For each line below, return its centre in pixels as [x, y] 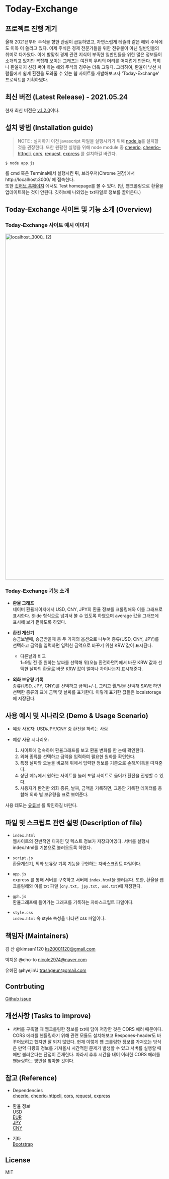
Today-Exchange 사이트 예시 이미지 [47, 225]
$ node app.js [20, 163]
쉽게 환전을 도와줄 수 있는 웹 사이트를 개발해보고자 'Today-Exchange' [91, 73]
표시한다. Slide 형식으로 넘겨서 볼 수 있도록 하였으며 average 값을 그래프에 [86, 616]
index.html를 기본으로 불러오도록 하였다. [52, 847]
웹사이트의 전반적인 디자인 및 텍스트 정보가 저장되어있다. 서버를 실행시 [81, 841]
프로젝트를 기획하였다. [27, 80]
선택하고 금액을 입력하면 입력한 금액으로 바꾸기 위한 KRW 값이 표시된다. [82, 645]
